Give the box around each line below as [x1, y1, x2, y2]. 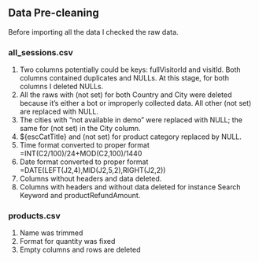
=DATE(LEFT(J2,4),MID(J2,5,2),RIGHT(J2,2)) [19, 166, 166, 175]
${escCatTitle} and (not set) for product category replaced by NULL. [19, 132, 242, 141]
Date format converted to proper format [19, 157, 149, 167]
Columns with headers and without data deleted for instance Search [19, 182, 241, 192]
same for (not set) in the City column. [19, 124, 141, 133]
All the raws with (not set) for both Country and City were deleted [19, 90, 232, 99]
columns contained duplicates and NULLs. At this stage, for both [19, 73, 230, 83]
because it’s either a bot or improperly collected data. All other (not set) [19, 99, 252, 108]
